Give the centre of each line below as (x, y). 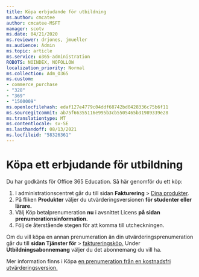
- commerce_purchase (32, 85)
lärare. (23, 206)
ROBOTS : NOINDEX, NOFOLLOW (40, 62)
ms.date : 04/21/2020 (32, 34)
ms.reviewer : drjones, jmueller (47, 40)
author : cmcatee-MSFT (33, 23)
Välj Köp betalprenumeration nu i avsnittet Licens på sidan (88, 212)
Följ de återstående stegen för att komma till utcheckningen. (90, 225)
